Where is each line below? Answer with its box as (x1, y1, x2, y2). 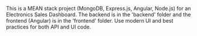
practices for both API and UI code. (6, 23, 91, 30)
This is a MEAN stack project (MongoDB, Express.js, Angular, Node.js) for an (6, 5, 191, 12)
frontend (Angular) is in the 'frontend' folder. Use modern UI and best (6, 17, 174, 24)
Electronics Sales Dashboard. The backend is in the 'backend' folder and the (6, 11, 191, 18)
